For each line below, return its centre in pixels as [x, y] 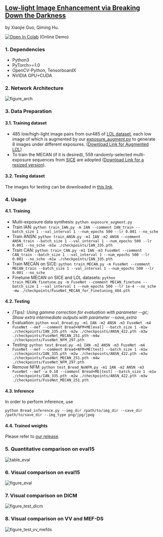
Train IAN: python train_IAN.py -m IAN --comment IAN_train [73, 227]
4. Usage [16, 199]
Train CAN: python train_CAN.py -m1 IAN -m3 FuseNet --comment [77, 250]
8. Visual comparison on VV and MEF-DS [54, 519]
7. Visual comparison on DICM [41, 495]
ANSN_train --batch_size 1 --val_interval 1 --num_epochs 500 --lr [82, 241]
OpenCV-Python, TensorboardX [44, 71]
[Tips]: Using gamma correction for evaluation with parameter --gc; [80, 312]
